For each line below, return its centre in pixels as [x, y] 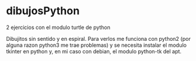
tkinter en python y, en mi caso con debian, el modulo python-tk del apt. [94, 51]
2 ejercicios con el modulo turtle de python [58, 27]
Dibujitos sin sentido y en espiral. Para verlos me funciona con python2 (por [98, 38]
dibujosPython [43, 11]
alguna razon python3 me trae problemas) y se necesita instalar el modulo [97, 45]
